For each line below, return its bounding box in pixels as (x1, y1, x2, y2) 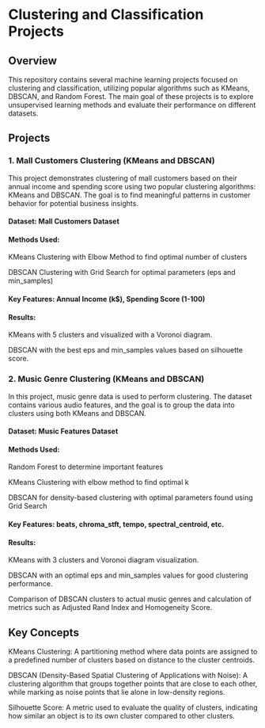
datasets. (8, 109, 39, 118)
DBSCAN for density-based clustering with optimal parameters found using (8, 493, 253, 502)
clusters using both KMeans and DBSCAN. (8, 408, 146, 417)
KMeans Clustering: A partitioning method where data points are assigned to (8, 646, 258, 656)
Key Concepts (8, 626, 79, 639)
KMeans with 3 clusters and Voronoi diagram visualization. (8, 555, 199, 565)
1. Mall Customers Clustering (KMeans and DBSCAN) (8, 155, 215, 166)
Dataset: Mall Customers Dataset (8, 216, 120, 227)
